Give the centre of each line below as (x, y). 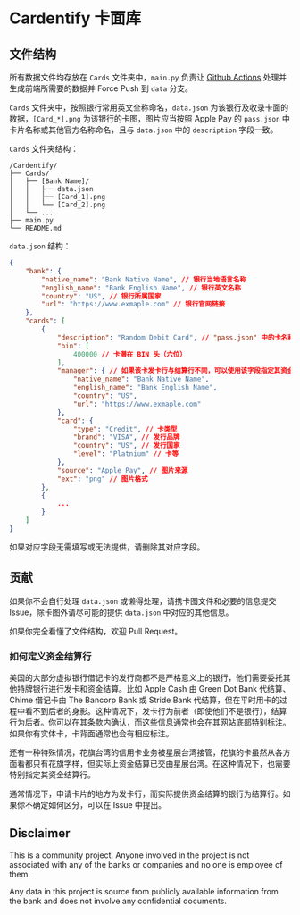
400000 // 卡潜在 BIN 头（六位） (130, 354)
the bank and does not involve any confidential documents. (118, 901)
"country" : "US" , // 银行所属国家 (101, 296)
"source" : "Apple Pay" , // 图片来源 (122, 470)
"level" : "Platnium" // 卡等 (126, 454)
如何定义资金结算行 (50, 656)
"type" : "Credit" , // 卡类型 (125, 429)
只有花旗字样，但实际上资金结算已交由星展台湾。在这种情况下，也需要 (162, 763)
